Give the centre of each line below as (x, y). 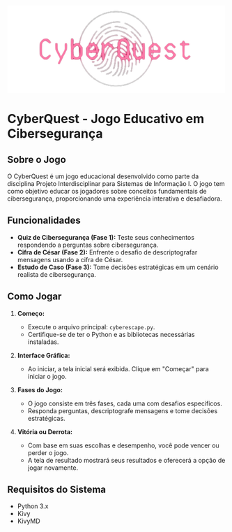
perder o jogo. (48, 452)
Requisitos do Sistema (57, 490)
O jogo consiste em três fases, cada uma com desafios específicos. (125, 403)
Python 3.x (33, 506)
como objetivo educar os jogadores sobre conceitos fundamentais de (107, 191)
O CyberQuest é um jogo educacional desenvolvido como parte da (103, 176)
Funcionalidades (44, 221)
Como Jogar (34, 297)
